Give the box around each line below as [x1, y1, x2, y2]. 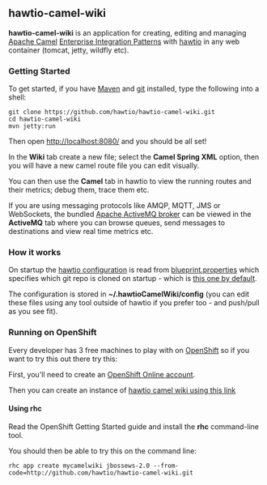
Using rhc [8, 404, 42, 414]
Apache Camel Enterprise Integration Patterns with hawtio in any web [8, 36, 240, 46]
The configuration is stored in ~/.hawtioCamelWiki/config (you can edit [8, 289, 249, 299]
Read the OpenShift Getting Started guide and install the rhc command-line [8, 421, 259, 432]
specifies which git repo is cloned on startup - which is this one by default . [8, 274, 257, 283]
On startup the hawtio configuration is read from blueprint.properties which [8, 265, 260, 274]
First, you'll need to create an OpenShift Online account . [8, 369, 196, 379]
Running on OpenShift [8, 327, 97, 338]
